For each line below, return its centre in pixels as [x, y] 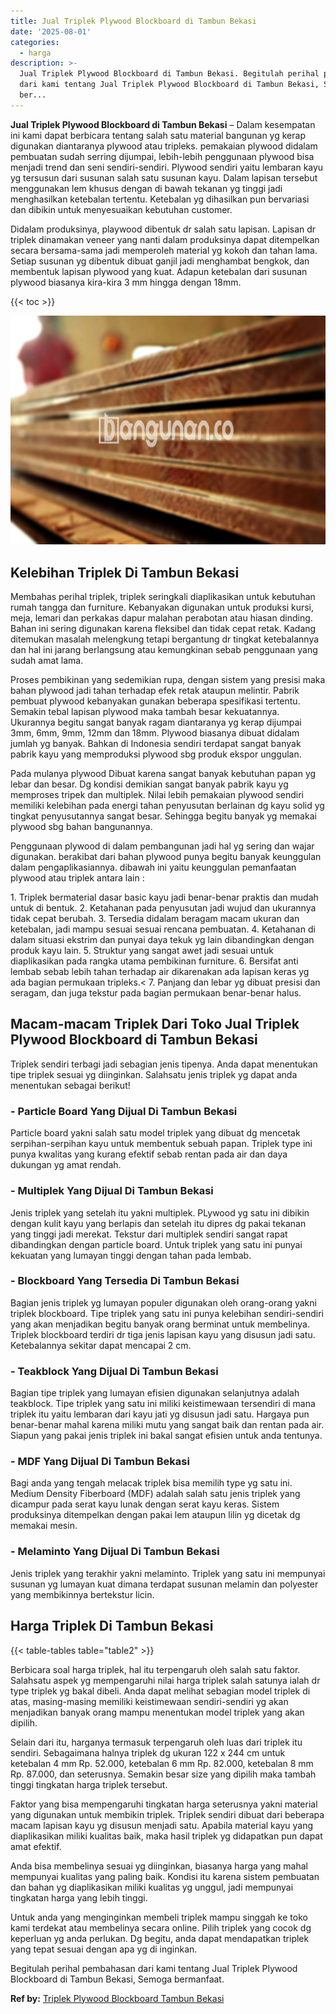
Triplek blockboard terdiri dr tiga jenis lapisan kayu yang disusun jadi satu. [163, 1334]
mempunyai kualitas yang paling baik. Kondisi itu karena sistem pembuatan [165, 1876]
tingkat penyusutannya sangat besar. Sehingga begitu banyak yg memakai [163, 816]
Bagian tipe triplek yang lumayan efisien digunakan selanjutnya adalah [155, 1393]
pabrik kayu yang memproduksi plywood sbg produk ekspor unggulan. [156, 754]
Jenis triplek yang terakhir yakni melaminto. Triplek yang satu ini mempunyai [168, 1573]
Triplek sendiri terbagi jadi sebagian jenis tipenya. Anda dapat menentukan [164, 1064]
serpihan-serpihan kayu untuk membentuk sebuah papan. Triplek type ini [161, 1144]
